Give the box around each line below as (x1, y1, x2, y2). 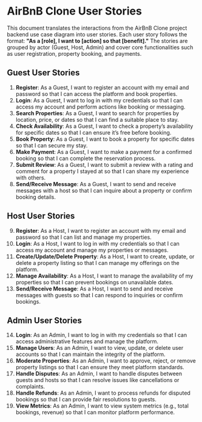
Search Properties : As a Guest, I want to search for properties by (15, 109, 180, 116)
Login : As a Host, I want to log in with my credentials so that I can (15, 239, 180, 247)
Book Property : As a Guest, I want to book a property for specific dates (15, 135, 195, 142)
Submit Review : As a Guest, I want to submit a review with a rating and (15, 161, 194, 168)
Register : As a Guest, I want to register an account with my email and (15, 84, 189, 91)
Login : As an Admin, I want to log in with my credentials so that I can (15, 332, 187, 339)
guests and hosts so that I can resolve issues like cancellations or (15, 377, 180, 384)
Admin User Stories (7, 315, 82, 326)
